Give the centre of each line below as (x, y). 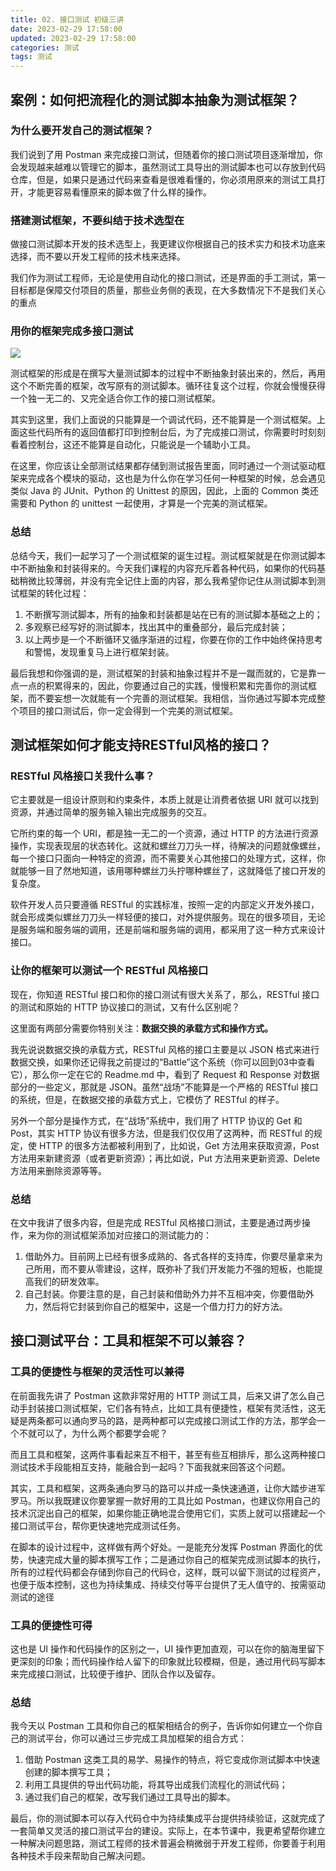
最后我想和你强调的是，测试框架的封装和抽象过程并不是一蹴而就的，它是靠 (163, 673)
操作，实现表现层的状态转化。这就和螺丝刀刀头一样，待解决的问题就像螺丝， (168, 846)
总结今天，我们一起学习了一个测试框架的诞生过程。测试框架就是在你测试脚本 (168, 555)
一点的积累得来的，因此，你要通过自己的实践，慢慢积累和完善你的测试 (163, 685)
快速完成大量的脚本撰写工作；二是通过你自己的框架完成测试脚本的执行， (176, 1559)
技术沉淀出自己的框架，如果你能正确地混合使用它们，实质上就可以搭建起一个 (168, 1513)
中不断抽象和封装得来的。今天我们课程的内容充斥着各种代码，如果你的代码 (163, 568)
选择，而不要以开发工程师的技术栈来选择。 (98, 257)
